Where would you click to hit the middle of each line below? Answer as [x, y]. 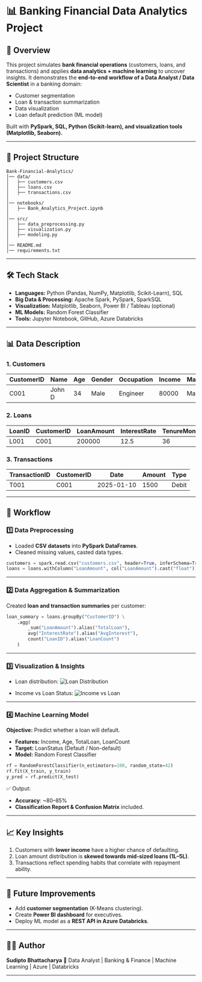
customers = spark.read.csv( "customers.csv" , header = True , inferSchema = [99, 563]
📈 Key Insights [35, 832]
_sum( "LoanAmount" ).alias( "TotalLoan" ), [79, 628]
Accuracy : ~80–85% [41, 801]
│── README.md [24, 245]
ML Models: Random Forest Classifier [62, 312]
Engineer [131, 394]
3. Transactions [29, 459]
